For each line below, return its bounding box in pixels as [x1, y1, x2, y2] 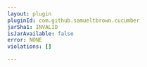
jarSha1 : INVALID [7, 23, 58, 30]
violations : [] [7, 43, 52, 50]
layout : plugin [7, 10, 52, 18]
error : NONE [7, 37, 42, 44]
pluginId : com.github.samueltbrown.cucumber [7, 17, 140, 24]
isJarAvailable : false [7, 30, 74, 37]
